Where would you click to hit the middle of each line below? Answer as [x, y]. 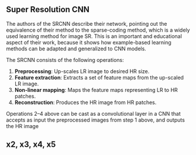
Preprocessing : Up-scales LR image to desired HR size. [82, 71]
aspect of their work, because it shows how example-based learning [89, 42]
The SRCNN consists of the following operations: [65, 60]
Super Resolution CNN [48, 10]
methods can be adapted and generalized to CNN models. [76, 49]
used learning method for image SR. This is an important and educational [94, 36]
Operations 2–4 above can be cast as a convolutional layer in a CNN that [93, 113]
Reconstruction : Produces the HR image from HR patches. [85, 102]
